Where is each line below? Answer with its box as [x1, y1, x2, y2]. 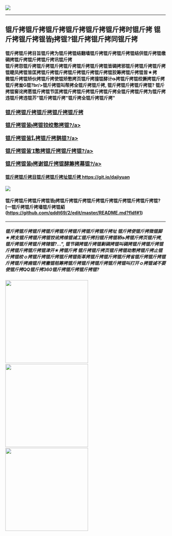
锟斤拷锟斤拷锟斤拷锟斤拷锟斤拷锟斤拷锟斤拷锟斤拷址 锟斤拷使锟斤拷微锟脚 [5, 228, 163, 234]
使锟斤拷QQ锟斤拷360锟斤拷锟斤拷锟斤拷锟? [5, 266, 99, 273]
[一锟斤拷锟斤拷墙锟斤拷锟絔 [5, 204, 65, 210]
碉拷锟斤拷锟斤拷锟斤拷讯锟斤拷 [5, 56, 72, 62]
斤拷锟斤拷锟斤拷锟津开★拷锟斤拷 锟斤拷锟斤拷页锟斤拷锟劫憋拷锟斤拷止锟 [5, 248, 163, 254]
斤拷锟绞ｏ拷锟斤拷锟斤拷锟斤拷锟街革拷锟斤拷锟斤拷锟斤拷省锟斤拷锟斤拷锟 [5, 254, 166, 260]
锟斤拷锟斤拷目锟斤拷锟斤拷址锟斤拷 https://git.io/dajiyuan [5, 174, 130, 180]
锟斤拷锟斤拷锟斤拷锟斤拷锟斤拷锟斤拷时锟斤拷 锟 [5, 26, 161, 34]
